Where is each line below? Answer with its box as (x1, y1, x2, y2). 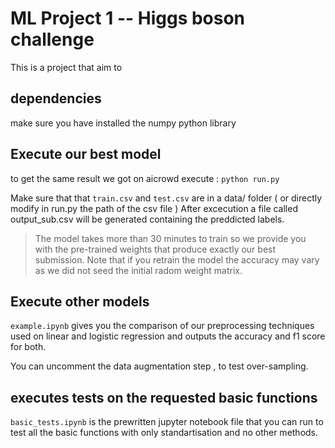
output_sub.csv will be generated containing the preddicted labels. (10, 213, 285, 225)
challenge (10, 28, 95, 51)
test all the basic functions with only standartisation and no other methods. (10, 427, 319, 439)
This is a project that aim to (10, 61, 123, 73)
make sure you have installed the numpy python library (10, 117, 237, 129)
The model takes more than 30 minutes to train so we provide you (34, 232, 307, 244)
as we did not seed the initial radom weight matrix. (34, 264, 243, 276)
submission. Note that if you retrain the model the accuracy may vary (34, 253, 320, 266)
